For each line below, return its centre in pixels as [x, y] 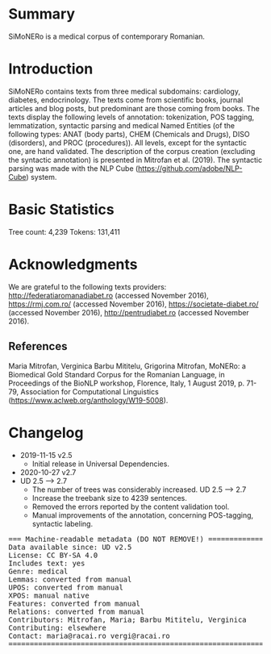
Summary [42, 14]
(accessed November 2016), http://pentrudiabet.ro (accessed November [129, 312]
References [38, 346]
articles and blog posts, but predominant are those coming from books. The [134, 108]
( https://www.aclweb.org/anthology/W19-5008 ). [88, 400]
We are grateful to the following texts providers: [88, 286]
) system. [42, 177]
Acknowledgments [73, 265]
